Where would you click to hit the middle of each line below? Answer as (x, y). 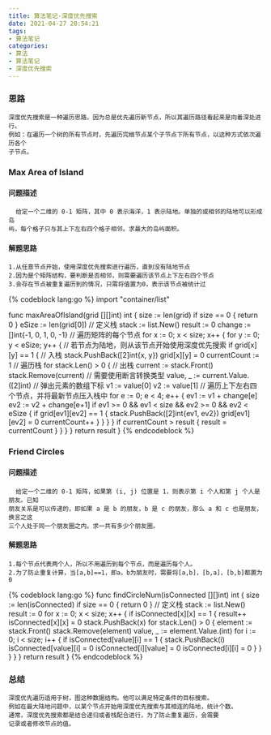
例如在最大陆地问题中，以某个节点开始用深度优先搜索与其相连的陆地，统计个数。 (123, 707)
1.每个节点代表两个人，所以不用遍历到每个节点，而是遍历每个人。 (102, 564)
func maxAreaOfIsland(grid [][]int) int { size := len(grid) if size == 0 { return (133, 315)
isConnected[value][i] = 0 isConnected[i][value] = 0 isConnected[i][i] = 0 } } (135, 648)
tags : (17, 31)
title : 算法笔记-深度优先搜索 (53, 16)
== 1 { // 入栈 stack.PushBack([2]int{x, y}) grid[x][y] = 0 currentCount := (140, 355)
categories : (28, 46)
